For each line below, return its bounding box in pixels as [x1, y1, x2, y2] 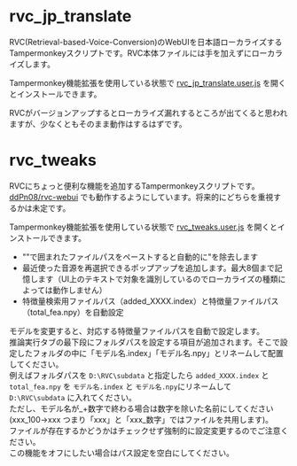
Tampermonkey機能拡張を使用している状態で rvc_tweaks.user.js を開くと [9, 221, 277, 232]
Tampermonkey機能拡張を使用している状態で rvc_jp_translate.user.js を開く [9, 77, 286, 88]
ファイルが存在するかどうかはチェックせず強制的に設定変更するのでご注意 [9, 425, 281, 436]
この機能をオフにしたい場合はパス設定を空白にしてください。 [9, 447, 235, 458]
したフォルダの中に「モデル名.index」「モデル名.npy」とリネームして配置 [16, 347, 284, 358]
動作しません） [52, 284, 107, 295]
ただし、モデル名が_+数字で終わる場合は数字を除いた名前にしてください [9, 403, 274, 414]
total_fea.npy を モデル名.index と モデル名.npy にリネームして [9, 381, 232, 392]
